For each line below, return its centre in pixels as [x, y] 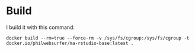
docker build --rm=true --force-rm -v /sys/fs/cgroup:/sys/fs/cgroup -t [98, 38]
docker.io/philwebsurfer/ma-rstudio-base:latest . [70, 43]
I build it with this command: [41, 27]
